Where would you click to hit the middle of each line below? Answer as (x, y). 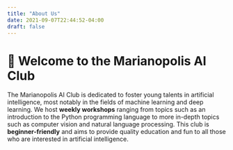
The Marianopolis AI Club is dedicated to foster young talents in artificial (111, 95)
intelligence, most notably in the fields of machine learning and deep (105, 102)
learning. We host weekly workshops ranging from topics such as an (106, 110)
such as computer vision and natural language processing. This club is (109, 124)
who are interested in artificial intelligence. (68, 139)
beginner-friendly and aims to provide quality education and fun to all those (116, 132)
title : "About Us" (34, 14)
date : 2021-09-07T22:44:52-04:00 (56, 20)
